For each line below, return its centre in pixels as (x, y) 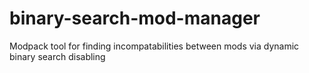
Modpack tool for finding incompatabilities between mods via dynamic (154, 46)
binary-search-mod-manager (135, 18)
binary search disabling (57, 56)
